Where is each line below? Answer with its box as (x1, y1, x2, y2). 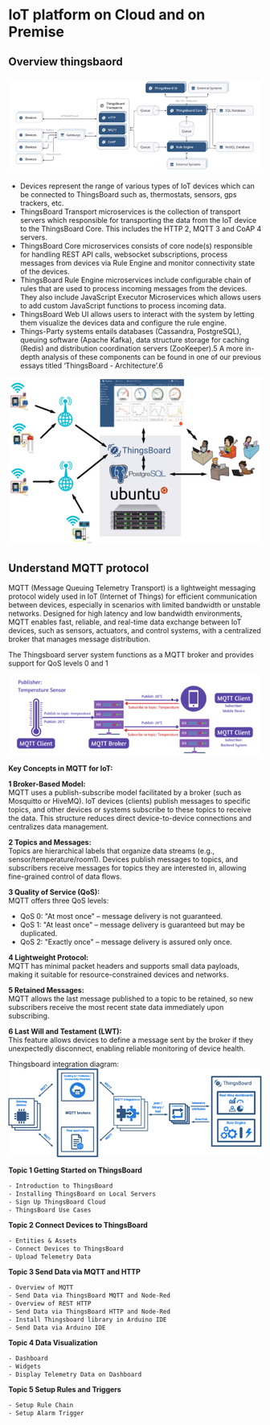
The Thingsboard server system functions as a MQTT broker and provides (8, 649, 255, 659)
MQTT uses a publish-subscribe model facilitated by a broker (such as (8, 787, 242, 797)
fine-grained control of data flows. (8, 871, 122, 881)
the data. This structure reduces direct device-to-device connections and (8, 813, 252, 822)
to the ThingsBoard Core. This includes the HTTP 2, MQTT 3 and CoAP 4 (19, 224, 262, 234)
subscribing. (8, 1011, 50, 1020)
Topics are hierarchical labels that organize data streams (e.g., (8, 846, 215, 855)
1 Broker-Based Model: (8, 779, 86, 789)
